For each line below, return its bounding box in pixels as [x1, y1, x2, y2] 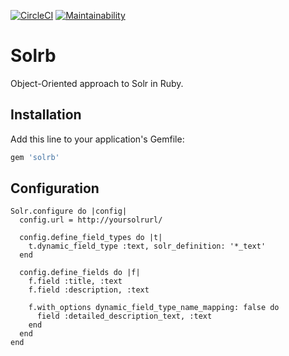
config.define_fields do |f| [19, 268, 141, 278]
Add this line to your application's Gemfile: [10, 133, 185, 145]
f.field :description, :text [28, 285, 150, 295]
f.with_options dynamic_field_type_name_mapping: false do [28, 303, 280, 313]
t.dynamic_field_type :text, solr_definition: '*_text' [28, 241, 267, 252]
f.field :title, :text [28, 276, 123, 287]
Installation [10, 106, 82, 124]
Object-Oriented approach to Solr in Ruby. [10, 77, 184, 89]
